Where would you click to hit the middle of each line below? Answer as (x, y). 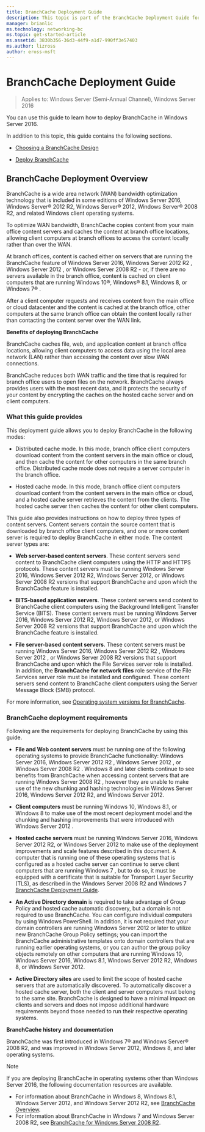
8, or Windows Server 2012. (50, 967)
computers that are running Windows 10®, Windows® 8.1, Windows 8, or (97, 282)
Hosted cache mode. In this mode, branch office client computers (98, 486)
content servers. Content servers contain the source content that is (91, 524)
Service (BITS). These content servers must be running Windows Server (106, 613)
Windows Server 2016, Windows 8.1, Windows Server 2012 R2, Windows (106, 961)
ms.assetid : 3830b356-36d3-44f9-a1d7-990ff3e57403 (72, 40)
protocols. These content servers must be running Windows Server (100, 568)
